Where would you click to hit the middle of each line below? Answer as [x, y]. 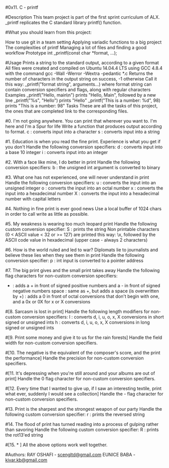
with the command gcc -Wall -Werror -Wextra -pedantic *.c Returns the [79, 73]
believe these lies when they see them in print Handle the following [75, 255]
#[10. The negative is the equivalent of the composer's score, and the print [83, 353]
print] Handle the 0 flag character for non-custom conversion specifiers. [80, 379]
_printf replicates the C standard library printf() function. [64, 23]
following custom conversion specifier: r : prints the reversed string [75, 414]
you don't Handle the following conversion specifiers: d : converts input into [84, 147]
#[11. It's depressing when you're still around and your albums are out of [80, 373]
